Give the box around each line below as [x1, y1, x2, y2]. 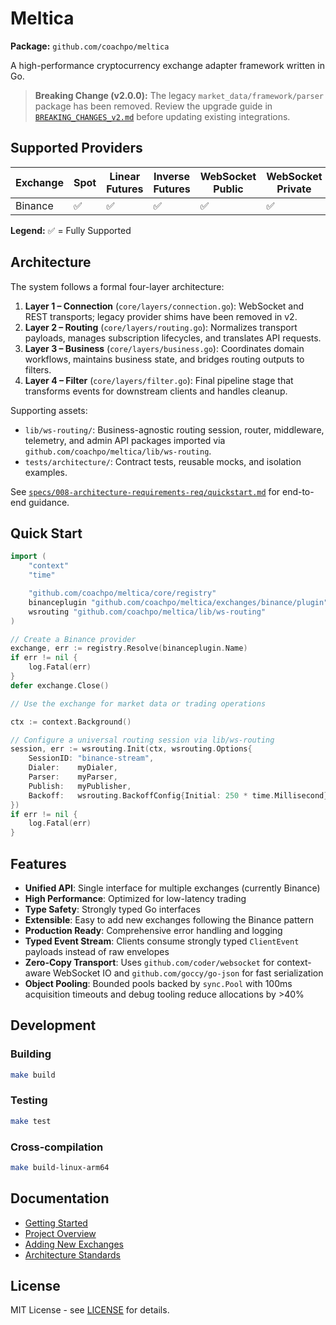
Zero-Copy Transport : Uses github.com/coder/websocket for [24, 956, 275, 968]
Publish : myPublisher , [28, 781, 132, 791]
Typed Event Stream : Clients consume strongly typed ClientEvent [24, 935, 300, 947]
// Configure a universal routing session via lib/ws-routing [10, 735, 275, 745]
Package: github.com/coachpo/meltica [10, 40, 170, 52]
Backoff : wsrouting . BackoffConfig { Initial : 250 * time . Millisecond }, [28, 790, 333, 801]
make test [10, 1116, 52, 1126]
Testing [10, 1093, 48, 1107]
